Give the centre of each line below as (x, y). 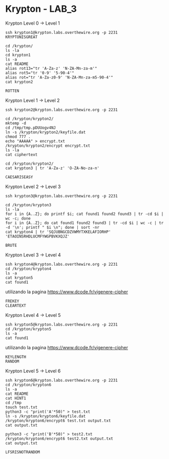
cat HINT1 (16, 398)
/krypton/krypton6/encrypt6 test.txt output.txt (58, 421)
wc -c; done (18, 218)
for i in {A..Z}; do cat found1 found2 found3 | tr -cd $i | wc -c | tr (84, 223)
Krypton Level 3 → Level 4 (33, 255)
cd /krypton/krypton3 (28, 205)
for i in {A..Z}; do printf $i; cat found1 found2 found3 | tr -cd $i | (84, 214)
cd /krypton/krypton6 (28, 385)
